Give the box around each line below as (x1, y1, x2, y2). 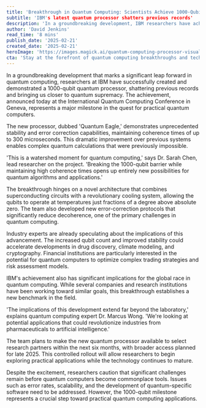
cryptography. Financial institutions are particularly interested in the (6, 249, 177, 256)
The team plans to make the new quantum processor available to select (6, 337, 187, 344)
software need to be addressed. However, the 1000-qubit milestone (6, 388, 177, 396)
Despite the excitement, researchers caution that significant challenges (6, 369, 186, 376)
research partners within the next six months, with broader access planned (6, 344, 196, 351)
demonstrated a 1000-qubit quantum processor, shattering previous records (6, 84, 199, 92)
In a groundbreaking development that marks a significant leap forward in (6, 71, 192, 79)
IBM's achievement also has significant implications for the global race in (6, 274, 191, 282)
